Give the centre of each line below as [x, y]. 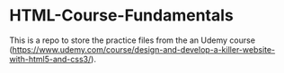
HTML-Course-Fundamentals [121, 16]
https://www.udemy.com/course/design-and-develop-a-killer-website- [144, 49]
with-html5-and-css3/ [50, 59]
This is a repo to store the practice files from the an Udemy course [133, 40]
